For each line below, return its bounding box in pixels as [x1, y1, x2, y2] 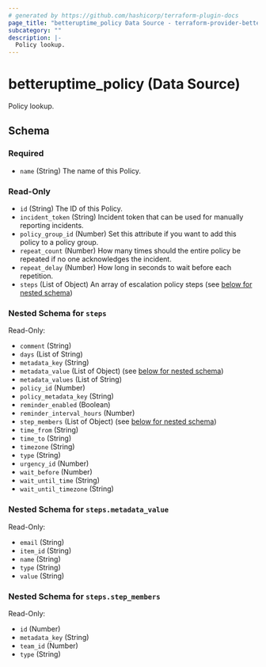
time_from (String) [19, 425, 79, 435]
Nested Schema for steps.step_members [8, 591, 161, 602]
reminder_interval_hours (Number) [19, 409, 135, 418]
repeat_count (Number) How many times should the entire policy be [19, 246, 241, 256]
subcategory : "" [8, 26, 62, 34]
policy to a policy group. [19, 238, 99, 247]
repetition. [19, 271, 54, 281]
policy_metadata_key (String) [19, 391, 115, 401]
